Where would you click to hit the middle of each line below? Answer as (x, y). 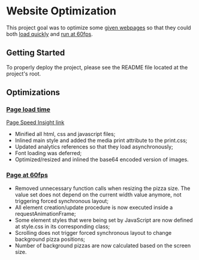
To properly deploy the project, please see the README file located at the (97, 67)
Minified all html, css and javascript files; (65, 134)
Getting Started (36, 53)
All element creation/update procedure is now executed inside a (94, 207)
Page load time (28, 110)
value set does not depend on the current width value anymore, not (98, 194)
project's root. (24, 74)
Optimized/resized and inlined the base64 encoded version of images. (102, 159)
